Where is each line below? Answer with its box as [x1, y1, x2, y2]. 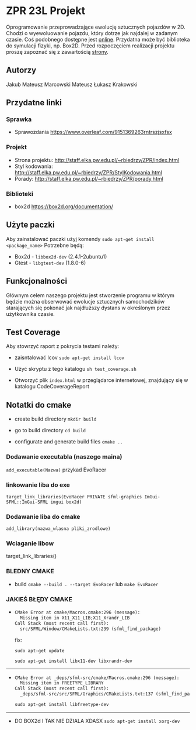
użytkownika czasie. [6, 310, 55, 317]
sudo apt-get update [14, 648, 65, 653]
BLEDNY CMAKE [6, 567, 54, 576]
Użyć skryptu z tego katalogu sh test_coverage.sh [14, 366, 137, 373]
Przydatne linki [6, 98, 62, 108]
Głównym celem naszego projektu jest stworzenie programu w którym [6, 291, 175, 299]
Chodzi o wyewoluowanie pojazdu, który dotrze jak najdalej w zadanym [6, 29, 178, 36]
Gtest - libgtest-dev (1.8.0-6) [14, 259, 86, 266]
